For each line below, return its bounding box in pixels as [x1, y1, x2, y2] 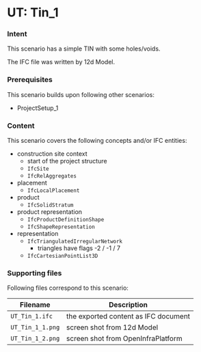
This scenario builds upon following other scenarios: [7, 90, 155, 98]
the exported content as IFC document [66, 312, 190, 321]
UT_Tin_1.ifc [10, 312, 53, 321]
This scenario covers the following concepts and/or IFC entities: [7, 137, 187, 145]
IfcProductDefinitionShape [27, 217, 105, 224]
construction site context [16, 150, 88, 158]
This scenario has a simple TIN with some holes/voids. [7, 44, 161, 53]
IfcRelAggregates [27, 173, 77, 180]
